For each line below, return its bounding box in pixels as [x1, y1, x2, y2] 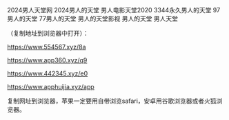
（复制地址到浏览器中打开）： [7, 29, 89, 37]
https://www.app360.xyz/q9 [7, 56, 88, 64]
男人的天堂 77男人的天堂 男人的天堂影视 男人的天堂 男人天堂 [7, 14, 178, 23]
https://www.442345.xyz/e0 [7, 69, 88, 77]
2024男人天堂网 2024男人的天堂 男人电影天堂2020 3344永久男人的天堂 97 [7, 6, 221, 14]
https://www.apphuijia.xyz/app [7, 83, 94, 91]
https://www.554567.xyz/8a [7, 43, 86, 51]
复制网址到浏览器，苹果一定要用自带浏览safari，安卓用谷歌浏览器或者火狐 [7, 97, 217, 105]
